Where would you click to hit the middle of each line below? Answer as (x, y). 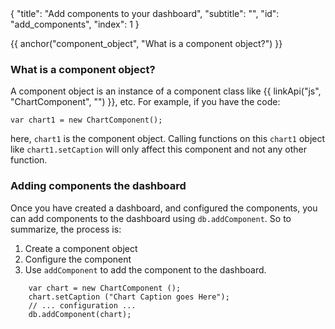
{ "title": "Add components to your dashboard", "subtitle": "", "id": (145, 13)
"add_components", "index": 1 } (75, 24)
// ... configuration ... (82, 305)
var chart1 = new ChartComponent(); (86, 120)
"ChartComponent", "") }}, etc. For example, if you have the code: (145, 102)
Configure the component (78, 259)
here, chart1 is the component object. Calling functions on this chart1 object (168, 139)
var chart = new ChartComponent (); (105, 288)
